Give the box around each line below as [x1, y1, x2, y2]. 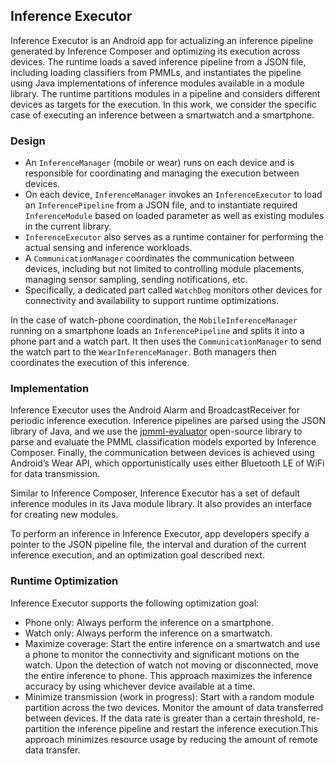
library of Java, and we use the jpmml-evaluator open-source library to [10, 425, 303, 438]
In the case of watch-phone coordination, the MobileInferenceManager [10, 314, 298, 326]
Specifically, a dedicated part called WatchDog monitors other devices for [24, 284, 323, 296]
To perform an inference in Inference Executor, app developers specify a [10, 528, 310, 540]
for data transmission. [10, 468, 101, 480]
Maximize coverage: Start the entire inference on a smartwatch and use [24, 637, 321, 649]
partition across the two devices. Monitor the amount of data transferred [24, 701, 324, 713]
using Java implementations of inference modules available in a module [10, 77, 305, 89]
